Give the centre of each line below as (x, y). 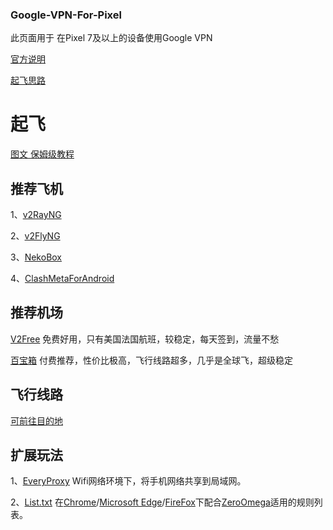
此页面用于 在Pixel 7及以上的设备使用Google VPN (111, 38)
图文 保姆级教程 (42, 154)
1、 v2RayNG (36, 215)
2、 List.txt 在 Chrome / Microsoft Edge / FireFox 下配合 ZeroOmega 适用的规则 (162, 502)
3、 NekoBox (36, 257)
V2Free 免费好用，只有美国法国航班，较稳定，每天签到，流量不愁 (145, 339)
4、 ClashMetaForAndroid (62, 279)
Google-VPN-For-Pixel (66, 15)
